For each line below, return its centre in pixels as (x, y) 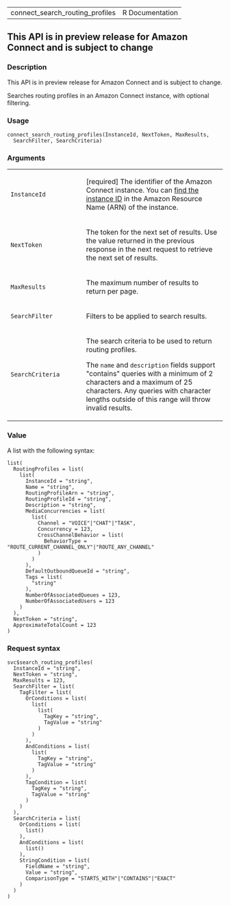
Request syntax (34, 648)
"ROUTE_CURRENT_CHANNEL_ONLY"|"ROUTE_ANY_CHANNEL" (81, 547)
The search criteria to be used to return (149, 341)
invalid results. (109, 408)
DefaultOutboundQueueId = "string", (77, 571)
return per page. (112, 291)
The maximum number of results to (142, 283)
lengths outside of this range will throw (148, 399)
